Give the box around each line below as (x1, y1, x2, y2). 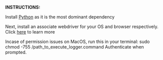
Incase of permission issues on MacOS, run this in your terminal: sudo (5, 38, 150, 44)
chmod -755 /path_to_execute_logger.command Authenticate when (5, 44, 144, 49)
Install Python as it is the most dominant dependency (5, 14, 115, 19)
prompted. (5, 49, 27, 55)
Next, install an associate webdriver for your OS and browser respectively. (5, 23, 159, 29)
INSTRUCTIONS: (5, 4, 41, 10)
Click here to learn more (5, 29, 55, 34)
